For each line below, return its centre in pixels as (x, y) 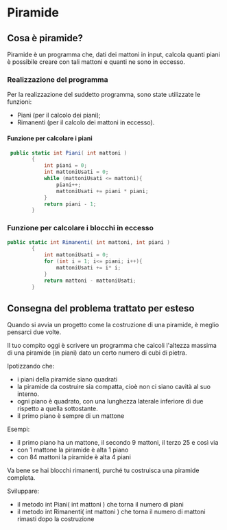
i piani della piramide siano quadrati (67, 379)
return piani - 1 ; (70, 204)
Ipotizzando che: (31, 366)
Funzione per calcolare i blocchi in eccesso (81, 228)
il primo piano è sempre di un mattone (71, 416)
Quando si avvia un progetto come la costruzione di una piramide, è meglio (113, 325)
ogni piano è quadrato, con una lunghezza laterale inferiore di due (110, 401)
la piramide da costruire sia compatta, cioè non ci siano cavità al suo (114, 387)
